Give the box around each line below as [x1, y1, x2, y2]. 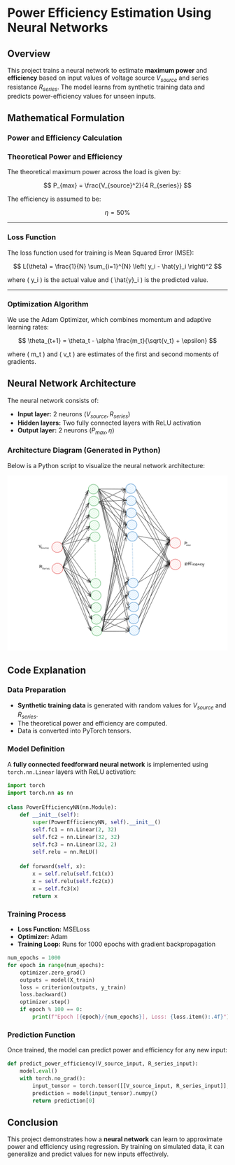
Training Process [7, 909, 66, 919]
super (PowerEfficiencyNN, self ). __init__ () [32, 819, 161, 826]
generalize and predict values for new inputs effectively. [7, 1150, 169, 1159]
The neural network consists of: [7, 396, 99, 404]
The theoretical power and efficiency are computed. [17, 719, 168, 728]
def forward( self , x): [20, 863, 86, 870]
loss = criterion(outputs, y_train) [20, 984, 127, 991]
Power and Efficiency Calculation [7, 133, 122, 143]
